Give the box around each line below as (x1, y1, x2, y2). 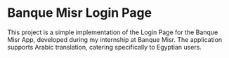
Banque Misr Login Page (7, 5, 152, 21)
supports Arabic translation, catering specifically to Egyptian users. (7, 43, 202, 51)
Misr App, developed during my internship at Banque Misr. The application (7, 35, 223, 43)
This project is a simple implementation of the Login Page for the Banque (7, 28, 218, 36)
